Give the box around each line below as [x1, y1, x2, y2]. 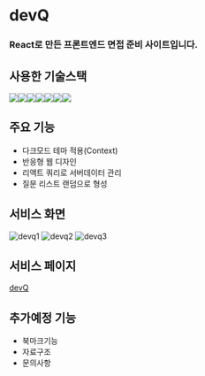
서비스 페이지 [9, 258, 77, 273]
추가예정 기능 [9, 311, 77, 326]
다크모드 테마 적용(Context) [21, 145, 118, 156]
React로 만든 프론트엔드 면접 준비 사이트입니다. [9, 39, 199, 51]
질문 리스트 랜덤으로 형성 [21, 178, 108, 188]
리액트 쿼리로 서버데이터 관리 [21, 167, 122, 178]
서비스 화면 [9, 207, 66, 222]
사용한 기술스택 [9, 68, 87, 84]
